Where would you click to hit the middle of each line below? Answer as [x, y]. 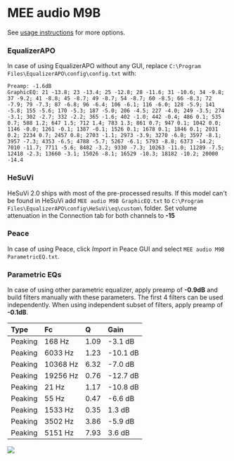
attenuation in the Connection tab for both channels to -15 [91, 215]
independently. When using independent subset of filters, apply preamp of [115, 305]
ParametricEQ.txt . [33, 256]
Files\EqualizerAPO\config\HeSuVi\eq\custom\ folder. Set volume [102, 208]
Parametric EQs [34, 274]
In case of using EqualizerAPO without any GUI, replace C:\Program [104, 66]
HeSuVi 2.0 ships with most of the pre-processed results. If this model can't [117, 193]
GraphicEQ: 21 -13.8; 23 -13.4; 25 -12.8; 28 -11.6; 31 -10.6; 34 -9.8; [116, 93]
